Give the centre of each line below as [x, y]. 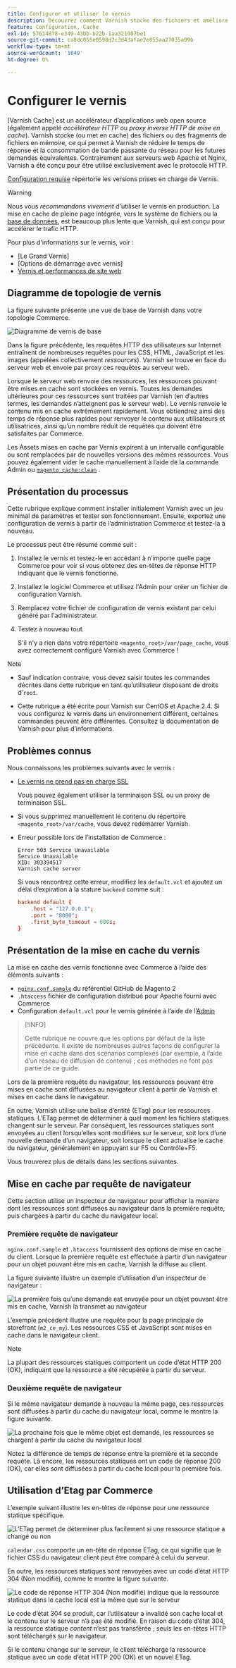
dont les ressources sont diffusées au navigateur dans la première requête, [116, 1209]
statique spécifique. [36, 1515]
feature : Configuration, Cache [53, 27]
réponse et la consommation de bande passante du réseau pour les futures [117, 150]
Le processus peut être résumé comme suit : [72, 545]
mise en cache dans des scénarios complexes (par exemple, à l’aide [123, 1054]
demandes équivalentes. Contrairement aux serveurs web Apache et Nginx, [117, 157]
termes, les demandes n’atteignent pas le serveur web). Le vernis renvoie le [117, 403]
